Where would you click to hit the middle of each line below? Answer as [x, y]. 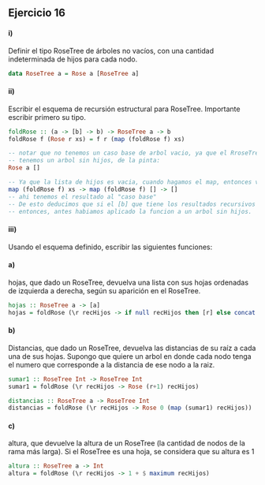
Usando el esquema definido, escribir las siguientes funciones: [110, 247]
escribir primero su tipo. [47, 117]
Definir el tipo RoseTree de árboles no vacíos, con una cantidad [111, 50]
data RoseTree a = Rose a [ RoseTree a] [74, 73]
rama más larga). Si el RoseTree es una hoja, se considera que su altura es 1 [131, 452]
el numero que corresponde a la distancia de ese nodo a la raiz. [112, 364]
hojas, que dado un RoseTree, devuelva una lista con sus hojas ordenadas [129, 282]
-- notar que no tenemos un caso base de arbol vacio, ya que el [118, 153]
